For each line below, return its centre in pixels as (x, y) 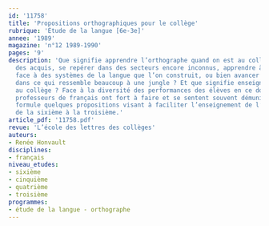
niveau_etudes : (34, 165)
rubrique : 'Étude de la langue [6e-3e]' (77, 30)
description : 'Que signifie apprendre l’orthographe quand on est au (127, 61)
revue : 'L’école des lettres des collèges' (82, 127)
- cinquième (28, 180)
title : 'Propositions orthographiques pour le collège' (103, 23)
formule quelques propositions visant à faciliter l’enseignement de (134, 105)
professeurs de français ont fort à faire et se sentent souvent (127, 98)
